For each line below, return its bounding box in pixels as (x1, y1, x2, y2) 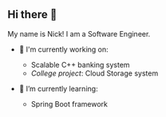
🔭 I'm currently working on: (18, 45, 109, 54)
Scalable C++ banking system (30, 60, 130, 69)
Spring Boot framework (30, 99, 109, 108)
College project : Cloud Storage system (30, 68, 159, 78)
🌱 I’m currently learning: (18, 84, 98, 93)
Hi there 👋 (7, 8, 57, 21)
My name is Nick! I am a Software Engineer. (7, 29, 151, 38)
